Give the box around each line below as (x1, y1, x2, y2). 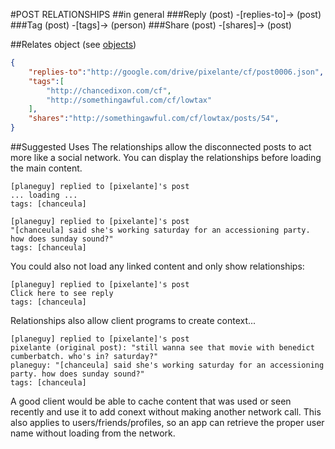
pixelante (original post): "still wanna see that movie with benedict (10, 343, 315, 353)
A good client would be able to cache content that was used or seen (10, 395, 292, 407)
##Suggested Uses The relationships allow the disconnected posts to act (10, 141, 312, 153)
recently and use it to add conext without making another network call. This (10, 406, 322, 418)
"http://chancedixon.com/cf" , (46, 85, 172, 96)
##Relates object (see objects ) (10, 39, 137, 50)
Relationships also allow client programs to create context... (10, 315, 257, 326)
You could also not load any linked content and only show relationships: (10, 260, 305, 272)
